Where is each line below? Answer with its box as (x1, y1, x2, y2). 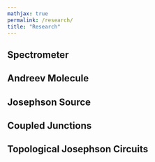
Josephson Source (7, 96, 91, 108)
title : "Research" (7, 23, 61, 30)
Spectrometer (7, 49, 69, 60)
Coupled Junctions (7, 120, 92, 131)
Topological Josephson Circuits (7, 143, 149, 155)
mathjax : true (7, 10, 49, 17)
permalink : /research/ (7, 17, 73, 24)
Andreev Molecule (7, 72, 89, 84)
